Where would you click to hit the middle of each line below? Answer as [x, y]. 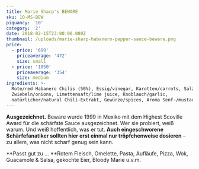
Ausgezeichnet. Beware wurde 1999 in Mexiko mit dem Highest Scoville [94, 117]
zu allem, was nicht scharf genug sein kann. [60, 142]
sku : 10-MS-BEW [25, 17]
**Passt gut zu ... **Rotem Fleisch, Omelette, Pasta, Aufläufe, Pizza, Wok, [97, 153]
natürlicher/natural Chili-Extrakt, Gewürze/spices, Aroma [86, 100]
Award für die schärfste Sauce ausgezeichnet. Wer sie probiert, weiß [90, 123]
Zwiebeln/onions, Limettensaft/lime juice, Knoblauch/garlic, [90, 94]
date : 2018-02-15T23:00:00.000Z [46, 34]
